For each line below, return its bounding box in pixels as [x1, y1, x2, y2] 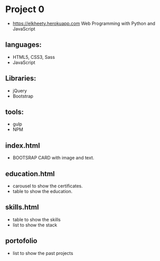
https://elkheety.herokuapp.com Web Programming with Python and [12, 20, 156, 26]
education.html [5, 169, 55, 178]
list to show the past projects [12, 250, 74, 256]
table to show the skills [12, 216, 61, 222]
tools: [5, 108, 24, 116]
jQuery [12, 87, 27, 93]
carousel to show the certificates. [12, 183, 83, 189]
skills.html [5, 203, 39, 212]
